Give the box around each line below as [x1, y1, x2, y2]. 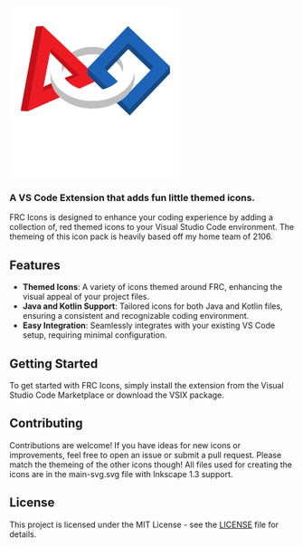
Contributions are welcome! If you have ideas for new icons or [9, 439, 241, 450]
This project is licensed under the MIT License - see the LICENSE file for [9, 519, 279, 530]
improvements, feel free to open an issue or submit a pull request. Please [9, 449, 282, 460]
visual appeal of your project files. [22, 292, 150, 302]
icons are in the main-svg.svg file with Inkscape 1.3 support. [9, 468, 233, 479]
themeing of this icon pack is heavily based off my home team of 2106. [9, 231, 273, 242]
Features [9, 257, 61, 273]
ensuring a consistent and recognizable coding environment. [22, 311, 250, 321]
